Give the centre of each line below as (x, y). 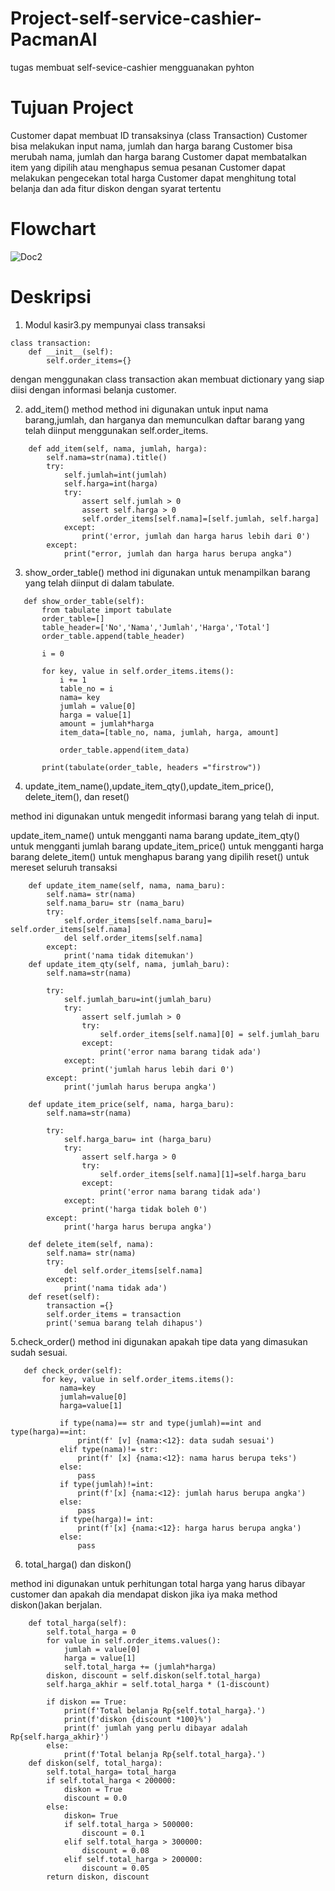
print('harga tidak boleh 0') (144, 1209)
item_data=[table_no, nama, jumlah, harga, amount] (169, 732)
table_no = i (86, 688)
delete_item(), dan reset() (77, 796)
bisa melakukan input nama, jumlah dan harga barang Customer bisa (151, 146)
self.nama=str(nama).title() (107, 457)
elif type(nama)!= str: (109, 1449)
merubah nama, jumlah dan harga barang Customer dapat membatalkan (158, 156)
